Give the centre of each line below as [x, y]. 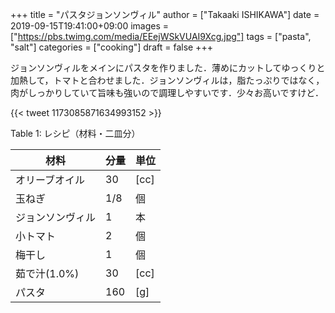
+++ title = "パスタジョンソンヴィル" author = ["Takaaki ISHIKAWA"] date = [165, 14]
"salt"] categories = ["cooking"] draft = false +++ [111, 47]
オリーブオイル [50, 180]
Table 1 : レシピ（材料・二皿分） [75, 133]
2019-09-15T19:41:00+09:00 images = [90, 26]
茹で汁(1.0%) [47, 273]
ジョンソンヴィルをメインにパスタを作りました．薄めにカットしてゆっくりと [168, 67]
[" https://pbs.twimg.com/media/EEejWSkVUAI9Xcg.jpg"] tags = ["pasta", [161, 36]
